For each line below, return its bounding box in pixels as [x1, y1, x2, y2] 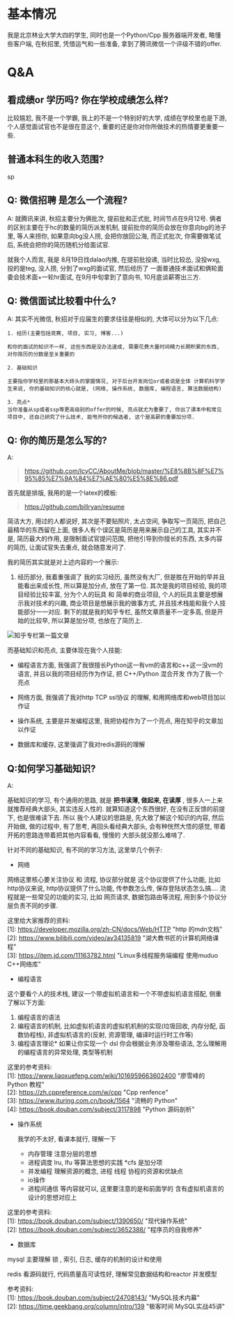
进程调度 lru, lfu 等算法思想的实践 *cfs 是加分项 [27, 1159, 163, 1166]
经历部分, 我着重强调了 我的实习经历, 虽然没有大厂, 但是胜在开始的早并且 [17, 573, 225, 581]
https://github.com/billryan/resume [24, 503, 125, 511]
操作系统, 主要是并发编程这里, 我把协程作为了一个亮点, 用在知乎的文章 [17, 716, 217, 725]
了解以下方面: [7, 998, 47, 1007]
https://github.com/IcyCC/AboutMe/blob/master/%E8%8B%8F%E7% [24, 467, 224, 475]
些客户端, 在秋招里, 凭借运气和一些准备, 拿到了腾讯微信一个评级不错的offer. [7, 39, 222, 47]
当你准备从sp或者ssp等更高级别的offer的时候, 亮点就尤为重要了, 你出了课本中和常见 [7, 406, 222, 414]
